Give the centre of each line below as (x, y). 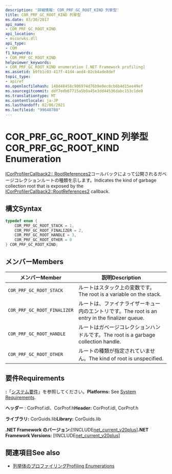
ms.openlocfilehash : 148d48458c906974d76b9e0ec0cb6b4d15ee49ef (74, 86)
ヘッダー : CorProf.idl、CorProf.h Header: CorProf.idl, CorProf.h (72, 408)
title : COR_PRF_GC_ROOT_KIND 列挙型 (43, 15)
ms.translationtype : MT (31, 96)
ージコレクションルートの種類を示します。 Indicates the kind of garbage (81, 180)
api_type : (16, 44)
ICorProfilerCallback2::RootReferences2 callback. (58, 191)
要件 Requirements (35, 379)
